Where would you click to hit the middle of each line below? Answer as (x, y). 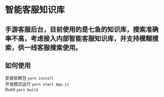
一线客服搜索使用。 (53, 47)
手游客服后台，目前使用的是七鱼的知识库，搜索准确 (82, 29)
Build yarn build (22, 90)
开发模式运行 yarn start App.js (37, 84)
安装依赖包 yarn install (29, 78)
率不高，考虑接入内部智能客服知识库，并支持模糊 (79, 39)
